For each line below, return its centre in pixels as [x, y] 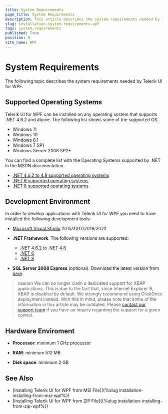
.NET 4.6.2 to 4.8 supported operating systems [61, 175]
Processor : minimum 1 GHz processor [52, 343]
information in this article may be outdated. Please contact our [81, 305]
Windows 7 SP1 [28, 145]
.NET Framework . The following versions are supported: [70, 238]
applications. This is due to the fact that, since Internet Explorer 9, [85, 289]
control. [25, 315]
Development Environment [48, 201]
